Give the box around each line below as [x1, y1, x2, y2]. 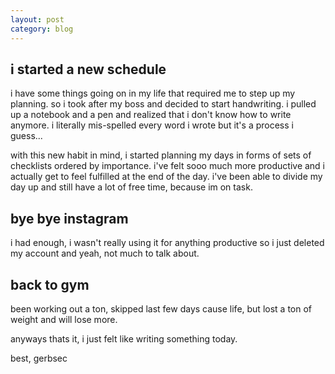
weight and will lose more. [10, 313, 118, 325]
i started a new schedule [10, 61, 167, 78]
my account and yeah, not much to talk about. [10, 247, 200, 260]
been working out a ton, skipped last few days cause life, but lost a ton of [10, 302, 313, 315]
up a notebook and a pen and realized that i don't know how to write [10, 109, 292, 121]
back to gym [10, 276, 90, 293]
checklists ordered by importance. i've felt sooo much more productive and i [10, 160, 326, 172]
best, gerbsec [10, 352, 68, 364]
